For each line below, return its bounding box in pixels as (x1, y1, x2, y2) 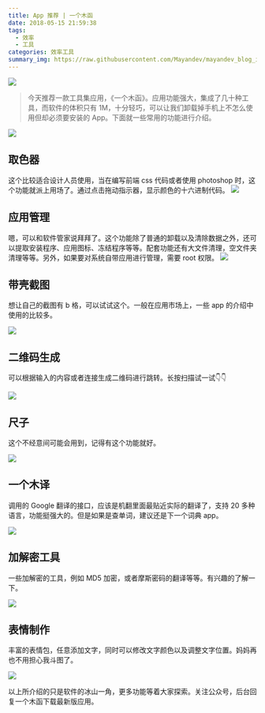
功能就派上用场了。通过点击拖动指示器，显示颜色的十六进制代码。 (14, 185, 230, 194)
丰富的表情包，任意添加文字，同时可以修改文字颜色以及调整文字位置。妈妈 (8, 645, 250, 655)
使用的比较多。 (8, 310, 57, 320)
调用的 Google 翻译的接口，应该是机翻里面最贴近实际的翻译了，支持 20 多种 (8, 501, 256, 510)
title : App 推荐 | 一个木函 (8, 11, 93, 20)
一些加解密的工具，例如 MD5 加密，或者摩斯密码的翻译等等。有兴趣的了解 (8, 573, 248, 583)
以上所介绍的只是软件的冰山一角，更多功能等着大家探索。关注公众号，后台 (8, 687, 250, 696)
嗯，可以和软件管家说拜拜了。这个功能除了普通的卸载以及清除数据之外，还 (8, 233, 250, 242)
